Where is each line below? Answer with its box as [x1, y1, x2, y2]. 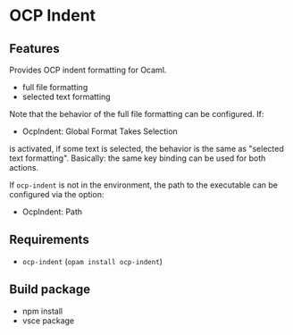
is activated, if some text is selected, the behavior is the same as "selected [9, 144, 284, 154]
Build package [9, 282, 91, 297]
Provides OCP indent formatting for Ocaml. [9, 64, 167, 75]
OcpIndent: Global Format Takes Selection [21, 126, 179, 137]
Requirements [9, 232, 89, 247]
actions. [9, 163, 38, 172]
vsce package [21, 314, 75, 326]
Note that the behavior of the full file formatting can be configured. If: [9, 109, 264, 119]
